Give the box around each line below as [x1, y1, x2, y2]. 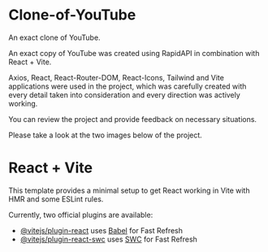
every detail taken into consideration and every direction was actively [8, 89, 241, 99]
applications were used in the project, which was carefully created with [8, 81, 247, 91]
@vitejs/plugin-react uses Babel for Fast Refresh [19, 225, 184, 235]
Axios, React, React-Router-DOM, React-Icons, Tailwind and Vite [8, 72, 225, 82]
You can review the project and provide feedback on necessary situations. [8, 114, 257, 124]
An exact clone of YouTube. [8, 33, 101, 42]
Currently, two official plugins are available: [8, 210, 153, 219]
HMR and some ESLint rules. [8, 193, 104, 204]
